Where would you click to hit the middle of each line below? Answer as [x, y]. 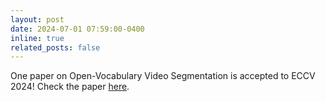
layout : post [37, 19]
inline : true [37, 38]
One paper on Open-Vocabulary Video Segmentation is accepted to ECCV [163, 76]
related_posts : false [55, 47]
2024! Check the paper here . [70, 87]
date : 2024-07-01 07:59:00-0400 [77, 29]
